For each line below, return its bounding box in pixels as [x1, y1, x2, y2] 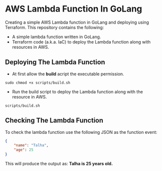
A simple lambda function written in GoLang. [12, 34, 101, 40]
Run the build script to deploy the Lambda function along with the [12, 88, 143, 95]
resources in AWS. [12, 44, 49, 50]
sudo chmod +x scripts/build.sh [5, 80, 70, 85]
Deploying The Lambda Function [5, 58, 105, 66]
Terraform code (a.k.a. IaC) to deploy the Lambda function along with [12, 39, 151, 44]
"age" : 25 [14, 147, 34, 153]
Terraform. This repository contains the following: [5, 24, 104, 30]
